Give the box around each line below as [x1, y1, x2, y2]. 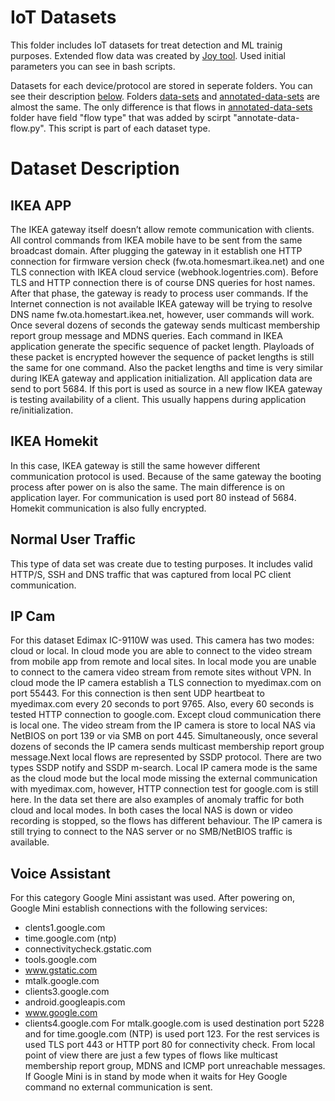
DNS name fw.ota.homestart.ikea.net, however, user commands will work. [10, 308, 315, 320]
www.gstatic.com [24, 964, 98, 976]
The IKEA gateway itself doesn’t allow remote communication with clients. [10, 223, 315, 235]
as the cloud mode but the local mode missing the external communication [10, 772, 318, 785]
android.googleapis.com [24, 996, 126, 1008]
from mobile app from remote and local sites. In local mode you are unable [10, 656, 317, 668]
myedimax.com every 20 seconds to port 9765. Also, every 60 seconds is [10, 698, 315, 710]
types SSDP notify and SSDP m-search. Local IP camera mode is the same [10, 762, 318, 774]
